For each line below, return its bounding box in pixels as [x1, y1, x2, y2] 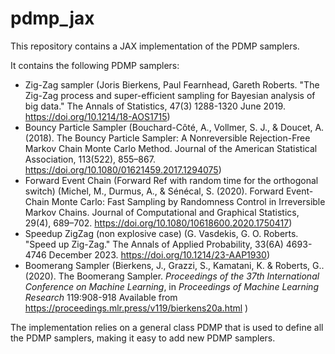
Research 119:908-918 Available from [24, 291, 178, 303]
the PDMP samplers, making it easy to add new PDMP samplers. [10, 332, 276, 344]
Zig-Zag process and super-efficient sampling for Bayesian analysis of [24, 89, 316, 101]
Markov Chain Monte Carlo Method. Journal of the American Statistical [24, 142, 318, 154]
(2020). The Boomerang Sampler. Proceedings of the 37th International [24, 270, 320, 282]
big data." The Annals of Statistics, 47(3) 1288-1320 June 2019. [24, 100, 286, 112]
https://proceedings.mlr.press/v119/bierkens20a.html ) [24, 302, 249, 314]
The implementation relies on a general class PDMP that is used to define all [10, 321, 324, 333]
